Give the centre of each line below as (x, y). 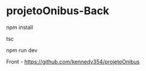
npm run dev (22, 50)
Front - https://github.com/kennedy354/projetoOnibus (73, 62)
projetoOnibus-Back (58, 11)
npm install (20, 27)
